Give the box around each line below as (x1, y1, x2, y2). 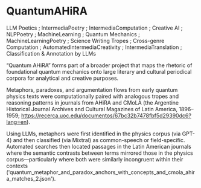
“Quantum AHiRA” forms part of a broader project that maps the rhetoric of (6, 62, 193, 69)
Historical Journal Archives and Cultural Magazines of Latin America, (6, 105, 178, 112)
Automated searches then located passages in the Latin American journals (6, 143, 191, 150)
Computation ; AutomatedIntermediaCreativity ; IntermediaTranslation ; (6, 44, 182, 51)
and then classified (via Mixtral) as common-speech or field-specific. (13, 136, 185, 143)
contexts (6, 162, 28, 169)
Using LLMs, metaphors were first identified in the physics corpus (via (6, 130, 181, 137)
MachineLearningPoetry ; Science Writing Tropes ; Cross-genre (6, 37, 165, 44)
